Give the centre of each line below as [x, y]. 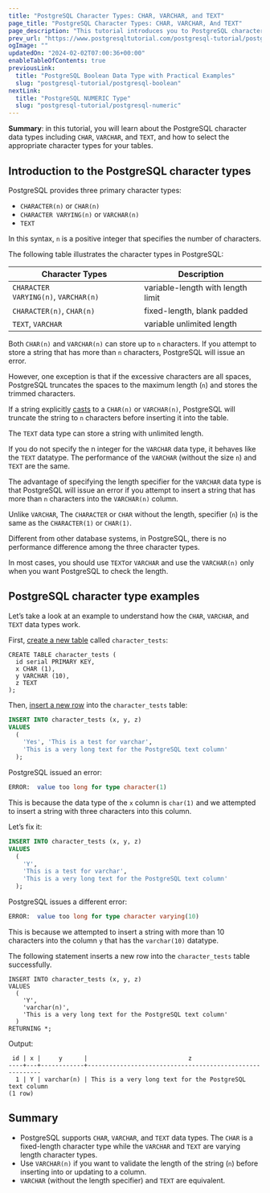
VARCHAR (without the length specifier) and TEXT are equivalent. [123, 1180]
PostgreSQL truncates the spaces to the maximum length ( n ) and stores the [133, 385]
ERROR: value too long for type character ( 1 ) [88, 787]
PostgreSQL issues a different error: [68, 902]
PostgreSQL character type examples [104, 596]
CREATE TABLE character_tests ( [62, 654]
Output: [21, 1043]
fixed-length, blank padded [196, 311]
